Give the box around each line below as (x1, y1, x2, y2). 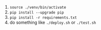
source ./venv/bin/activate (9, 5, 66, 10)
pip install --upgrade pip (9, 10, 64, 15)
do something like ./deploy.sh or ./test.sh (9, 19, 96, 25)
